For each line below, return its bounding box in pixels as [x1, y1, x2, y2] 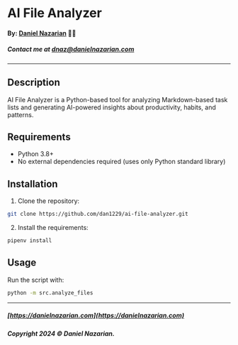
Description [7, 77, 60, 89]
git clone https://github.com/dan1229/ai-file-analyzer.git [7, 211, 189, 218]
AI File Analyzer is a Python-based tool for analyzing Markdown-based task [7, 95, 228, 104]
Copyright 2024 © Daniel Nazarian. [7, 329, 115, 338]
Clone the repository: [17, 197, 80, 205]
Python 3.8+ [17, 150, 55, 158]
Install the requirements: [17, 224, 89, 232]
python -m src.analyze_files [7, 289, 93, 296]
